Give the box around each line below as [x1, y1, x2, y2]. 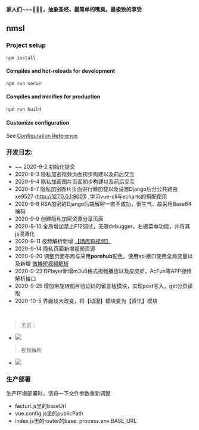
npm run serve [6, 81, 42, 86]
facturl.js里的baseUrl [14, 402, 67, 409]
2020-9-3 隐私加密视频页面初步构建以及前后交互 [14, 170, 135, 178]
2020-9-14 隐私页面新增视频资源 [14, 245, 95, 252]
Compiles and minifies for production [6, 93, 101, 100]
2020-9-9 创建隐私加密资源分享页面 [14, 215, 104, 222]
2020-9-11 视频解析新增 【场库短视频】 [14, 237, 111, 245]
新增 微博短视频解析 [20, 259, 69, 267]
